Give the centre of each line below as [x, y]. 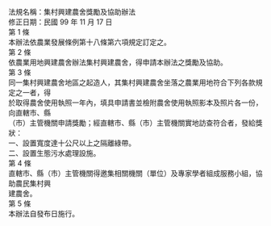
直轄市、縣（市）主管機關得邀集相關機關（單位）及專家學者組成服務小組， [132, 173]
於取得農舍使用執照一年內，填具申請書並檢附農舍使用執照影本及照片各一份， [135, 103]
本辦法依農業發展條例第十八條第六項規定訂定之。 [90, 42]
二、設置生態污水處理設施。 [54, 153]
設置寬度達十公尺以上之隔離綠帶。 [79, 143]
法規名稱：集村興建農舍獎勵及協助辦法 [72, 12]
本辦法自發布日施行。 [44, 213]
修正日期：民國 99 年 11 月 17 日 [60, 22]
